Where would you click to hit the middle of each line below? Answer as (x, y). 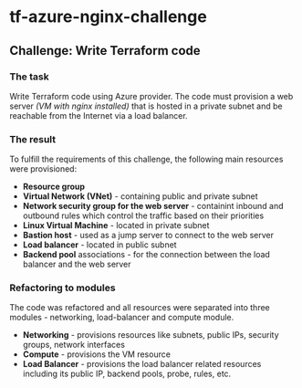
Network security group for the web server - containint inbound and (153, 206)
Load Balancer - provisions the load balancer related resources (142, 364)
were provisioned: (43, 169)
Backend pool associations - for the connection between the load (146, 255)
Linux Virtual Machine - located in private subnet (116, 225)
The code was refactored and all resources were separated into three (140, 308)
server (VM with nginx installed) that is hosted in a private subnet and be (146, 106)
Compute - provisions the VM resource (97, 354)
